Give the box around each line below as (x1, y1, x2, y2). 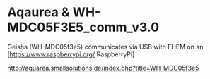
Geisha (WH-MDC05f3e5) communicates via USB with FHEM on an (7, 42, 204, 51)
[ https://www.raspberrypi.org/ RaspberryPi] (7, 50, 135, 59)
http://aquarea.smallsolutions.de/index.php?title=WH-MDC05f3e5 (7, 63, 199, 72)
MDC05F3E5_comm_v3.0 (7, 19, 160, 35)
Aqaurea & (7, 4, 70, 20)
